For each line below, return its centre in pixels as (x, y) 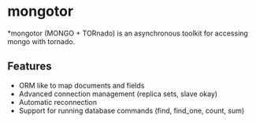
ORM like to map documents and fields (82, 85)
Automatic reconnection (58, 102)
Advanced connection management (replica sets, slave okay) (118, 94)
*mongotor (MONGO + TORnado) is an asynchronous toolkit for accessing (128, 33)
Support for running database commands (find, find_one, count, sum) (132, 110)
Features (30, 67)
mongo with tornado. (41, 41)
